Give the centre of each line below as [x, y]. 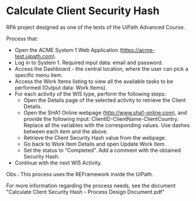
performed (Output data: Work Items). [61, 87]
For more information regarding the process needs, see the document [91, 185]
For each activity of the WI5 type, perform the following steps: [90, 94]
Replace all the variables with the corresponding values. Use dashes [107, 125]
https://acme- [138, 50]
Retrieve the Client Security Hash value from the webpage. [95, 137]
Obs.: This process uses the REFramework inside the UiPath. [80, 174]
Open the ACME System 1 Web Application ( [68, 50]
